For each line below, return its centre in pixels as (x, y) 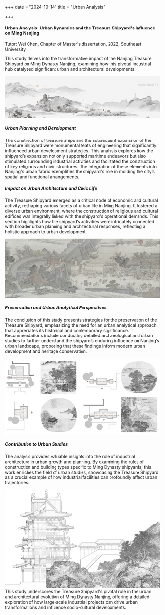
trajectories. (17, 482)
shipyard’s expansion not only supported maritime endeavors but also (76, 156)
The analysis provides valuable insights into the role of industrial (70, 456)
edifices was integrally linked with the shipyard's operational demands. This (82, 216)
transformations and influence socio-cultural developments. (66, 607)
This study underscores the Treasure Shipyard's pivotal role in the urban (78, 591)
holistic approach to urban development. (46, 232)
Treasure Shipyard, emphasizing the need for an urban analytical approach (81, 325)
